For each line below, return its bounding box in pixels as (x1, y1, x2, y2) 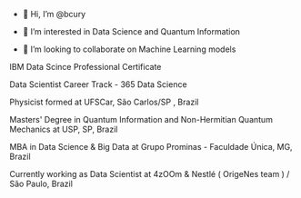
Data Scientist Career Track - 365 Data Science (9, 79, 188, 90)
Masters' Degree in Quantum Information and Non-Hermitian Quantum (9, 114, 273, 124)
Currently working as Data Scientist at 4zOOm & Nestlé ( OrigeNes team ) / (9, 169, 290, 179)
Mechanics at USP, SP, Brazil (9, 124, 118, 134)
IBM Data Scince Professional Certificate (9, 62, 162, 72)
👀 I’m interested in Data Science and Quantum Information (22, 26, 241, 36)
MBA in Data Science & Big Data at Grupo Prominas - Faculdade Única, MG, (9, 142, 293, 152)
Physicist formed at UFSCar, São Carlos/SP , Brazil (9, 96, 199, 107)
